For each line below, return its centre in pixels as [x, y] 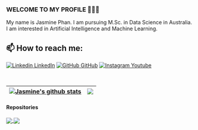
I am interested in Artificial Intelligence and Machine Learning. [82, 28]
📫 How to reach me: [45, 48]
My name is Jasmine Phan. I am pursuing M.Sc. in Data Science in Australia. [99, 23]
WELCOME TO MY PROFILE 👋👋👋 [53, 9]
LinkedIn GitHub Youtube [93, 65]
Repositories [22, 107]
